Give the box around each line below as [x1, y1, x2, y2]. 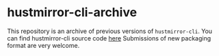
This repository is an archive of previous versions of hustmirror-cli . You [7, 27, 213, 35]
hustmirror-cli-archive [7, 5, 138, 20]
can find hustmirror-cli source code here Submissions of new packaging [7, 34, 211, 42]
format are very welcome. [7, 41, 80, 49]
